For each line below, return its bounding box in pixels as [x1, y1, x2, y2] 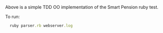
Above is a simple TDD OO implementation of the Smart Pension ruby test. [5, 4, 159, 10]
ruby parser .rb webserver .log [10, 23, 73, 28]
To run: [5, 14, 20, 19]
